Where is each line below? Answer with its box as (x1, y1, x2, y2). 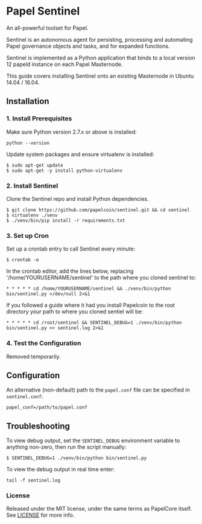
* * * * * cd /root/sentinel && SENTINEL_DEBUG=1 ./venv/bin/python (6, 319, 182, 326)
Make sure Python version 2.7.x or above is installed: (6, 128, 137, 136)
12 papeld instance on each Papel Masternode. (6, 61, 123, 68)
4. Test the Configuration (6, 339, 81, 347)
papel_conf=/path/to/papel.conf (6, 404, 87, 411)
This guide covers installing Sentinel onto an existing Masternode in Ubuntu (6, 72, 194, 79)
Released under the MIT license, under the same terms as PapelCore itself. (6, 505, 192, 513)
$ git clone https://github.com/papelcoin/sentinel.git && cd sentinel (6, 207, 190, 213)
